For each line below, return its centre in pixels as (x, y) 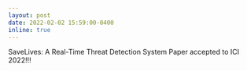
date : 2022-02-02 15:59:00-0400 (61, 23)
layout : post (29, 15)
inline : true (29, 30)
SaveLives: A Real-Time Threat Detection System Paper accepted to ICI (124, 52)
